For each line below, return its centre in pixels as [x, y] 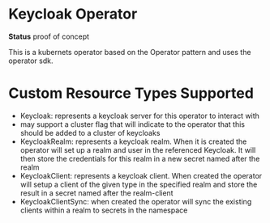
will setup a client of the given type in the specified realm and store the [139, 184]
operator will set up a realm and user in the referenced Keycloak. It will [138, 149]
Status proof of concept [49, 36]
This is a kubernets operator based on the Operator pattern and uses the [130, 52]
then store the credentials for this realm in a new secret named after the [140, 158]
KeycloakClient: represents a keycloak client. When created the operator [141, 175]
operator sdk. [31, 61]
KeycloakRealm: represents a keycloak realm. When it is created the [133, 141]
